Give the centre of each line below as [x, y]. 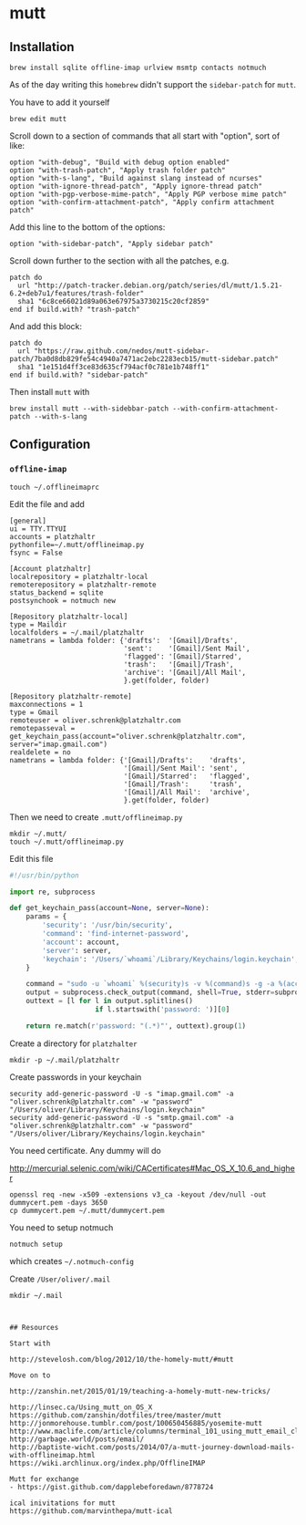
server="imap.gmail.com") [58, 744]
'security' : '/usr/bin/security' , [107, 925]
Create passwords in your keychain [76, 1077]
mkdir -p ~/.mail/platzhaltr [65, 1060]
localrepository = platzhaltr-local [79, 576]
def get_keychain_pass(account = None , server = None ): [109, 908]
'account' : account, [81, 942]
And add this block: [46, 326]
